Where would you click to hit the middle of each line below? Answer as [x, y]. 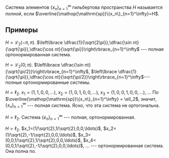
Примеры [22, 30]
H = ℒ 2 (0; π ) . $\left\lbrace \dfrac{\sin [44, 65]
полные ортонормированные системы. [48, 82]
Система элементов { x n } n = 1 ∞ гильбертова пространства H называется [84, 7]
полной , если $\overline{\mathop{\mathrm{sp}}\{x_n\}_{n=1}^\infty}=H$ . [82, 14]
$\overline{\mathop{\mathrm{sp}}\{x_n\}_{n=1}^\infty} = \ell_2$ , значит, [81, 99]
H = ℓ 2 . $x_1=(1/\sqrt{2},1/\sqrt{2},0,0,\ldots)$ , [54, 129]
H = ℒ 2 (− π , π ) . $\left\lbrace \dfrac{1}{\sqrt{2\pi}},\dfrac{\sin [68, 43]
